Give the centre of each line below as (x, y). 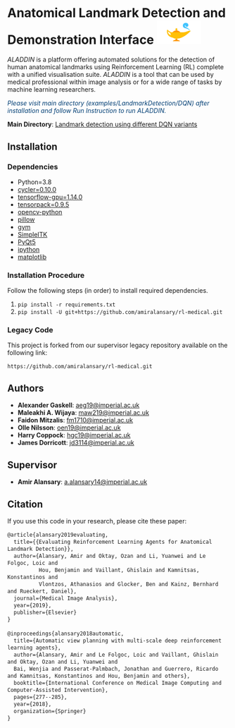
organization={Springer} (50, 711)
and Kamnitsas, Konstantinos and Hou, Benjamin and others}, (99, 676)
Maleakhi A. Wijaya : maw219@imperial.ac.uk (83, 413)
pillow (26, 219)
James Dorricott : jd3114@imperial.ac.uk (76, 443)
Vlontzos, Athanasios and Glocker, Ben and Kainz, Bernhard (128, 584)
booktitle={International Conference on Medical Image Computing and (118, 683)
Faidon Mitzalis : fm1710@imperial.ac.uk (75, 420)
